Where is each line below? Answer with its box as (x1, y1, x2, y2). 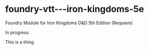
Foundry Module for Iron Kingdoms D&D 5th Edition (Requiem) (5, 20, 133, 26)
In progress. (5, 29, 30, 35)
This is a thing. (5, 39, 35, 45)
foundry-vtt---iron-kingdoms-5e (5, 3, 145, 15)
